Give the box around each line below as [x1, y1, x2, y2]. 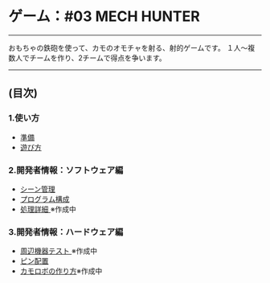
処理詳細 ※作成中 [19, 204, 76, 214]
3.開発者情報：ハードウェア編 [8, 226, 124, 237]
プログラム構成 [19, 194, 70, 203]
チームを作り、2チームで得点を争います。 [29, 53, 166, 63]
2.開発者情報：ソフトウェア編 [8, 164, 124, 175]
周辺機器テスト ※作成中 [19, 246, 98, 256]
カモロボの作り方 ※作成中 [19, 266, 103, 276]
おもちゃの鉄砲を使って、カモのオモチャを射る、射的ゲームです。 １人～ [8, 43, 248, 52]
